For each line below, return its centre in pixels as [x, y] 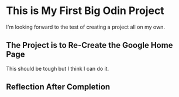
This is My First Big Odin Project [85, 11]
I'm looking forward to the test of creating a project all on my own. [86, 27]
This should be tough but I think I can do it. [58, 68]
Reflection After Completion [58, 87]
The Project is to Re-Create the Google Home [89, 45]
